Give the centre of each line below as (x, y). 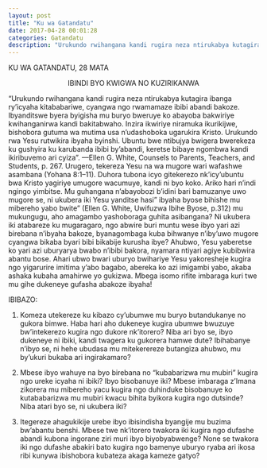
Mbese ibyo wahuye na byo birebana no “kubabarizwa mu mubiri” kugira (139, 373)
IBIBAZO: (23, 300)
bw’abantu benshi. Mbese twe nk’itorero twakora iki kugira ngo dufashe (137, 431)
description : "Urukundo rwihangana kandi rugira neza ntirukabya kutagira (135, 45)
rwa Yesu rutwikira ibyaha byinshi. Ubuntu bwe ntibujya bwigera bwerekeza (132, 141)
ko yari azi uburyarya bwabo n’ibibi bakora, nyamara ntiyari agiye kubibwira (132, 250)
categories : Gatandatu (46, 38)
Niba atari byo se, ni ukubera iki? (73, 407)
